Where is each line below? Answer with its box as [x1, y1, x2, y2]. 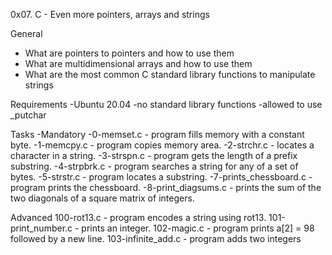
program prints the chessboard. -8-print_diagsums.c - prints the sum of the [10, 182, 322, 193]
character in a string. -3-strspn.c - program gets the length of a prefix [10, 150, 298, 161]
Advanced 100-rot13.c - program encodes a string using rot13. [10, 212, 267, 223]
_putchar [10, 109, 47, 121]
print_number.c [10, 222, 73, 234]
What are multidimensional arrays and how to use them [24, 58, 253, 69]
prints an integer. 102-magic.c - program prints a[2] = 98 [81, 222, 315, 234]
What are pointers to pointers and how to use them [24, 47, 235, 59]
